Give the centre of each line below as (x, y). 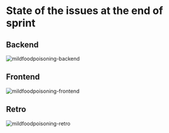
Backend (22, 45)
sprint (21, 23)
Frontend (23, 77)
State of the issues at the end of (85, 11)
